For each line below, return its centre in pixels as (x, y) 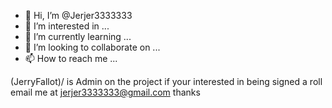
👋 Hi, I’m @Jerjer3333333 (78, 15)
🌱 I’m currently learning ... (78, 36)
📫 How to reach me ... (71, 58)
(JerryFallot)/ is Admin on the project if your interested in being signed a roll (166, 81)
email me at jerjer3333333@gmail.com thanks (105, 92)
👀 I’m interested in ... (67, 26)
